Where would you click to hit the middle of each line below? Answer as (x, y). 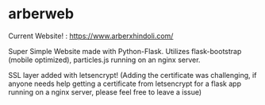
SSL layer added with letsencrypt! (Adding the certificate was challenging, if (132, 75)
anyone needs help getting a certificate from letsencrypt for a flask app (125, 84)
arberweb (41, 14)
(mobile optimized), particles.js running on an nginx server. (104, 60)
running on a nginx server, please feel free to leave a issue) (105, 91)
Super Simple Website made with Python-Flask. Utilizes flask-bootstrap (125, 51)
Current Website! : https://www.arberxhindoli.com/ (91, 36)
